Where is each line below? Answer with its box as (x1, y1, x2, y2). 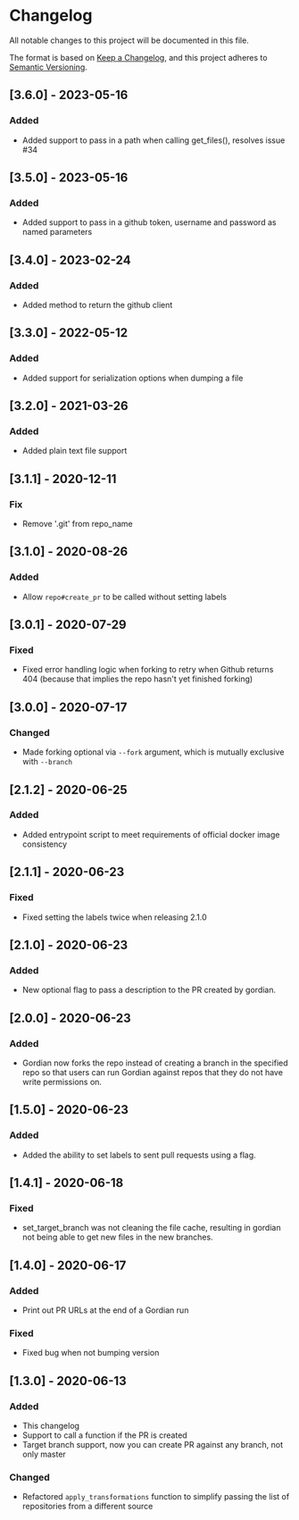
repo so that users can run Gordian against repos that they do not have (21, 1066, 284, 1077)
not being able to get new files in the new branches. (21, 1232, 213, 1242)
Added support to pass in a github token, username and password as (21, 217, 277, 228)
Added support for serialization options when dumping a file (21, 372, 244, 383)
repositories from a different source (21, 1501, 154, 1512)
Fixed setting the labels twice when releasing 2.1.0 (21, 912, 207, 923)
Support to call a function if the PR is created (21, 1430, 187, 1441)
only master (21, 1449, 67, 1459)
